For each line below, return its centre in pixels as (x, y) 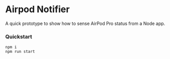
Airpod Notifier (38, 9)
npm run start (20, 52)
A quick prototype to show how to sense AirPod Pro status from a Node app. (85, 23)
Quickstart (19, 37)
